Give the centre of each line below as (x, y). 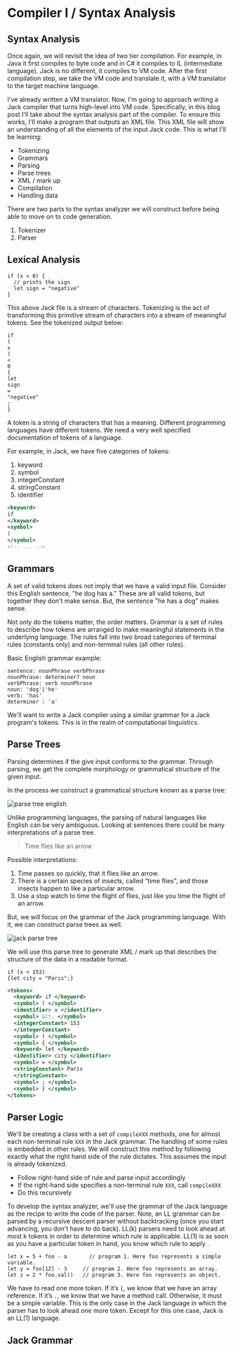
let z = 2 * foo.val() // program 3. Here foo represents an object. (114, 1275)
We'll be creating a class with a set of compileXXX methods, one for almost (114, 1134)
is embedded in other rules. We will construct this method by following (109, 1149)
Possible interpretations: (42, 859)
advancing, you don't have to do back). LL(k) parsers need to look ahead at (116, 1229)
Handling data (38, 195)
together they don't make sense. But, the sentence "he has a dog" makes (113, 601)
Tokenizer (32, 230)
